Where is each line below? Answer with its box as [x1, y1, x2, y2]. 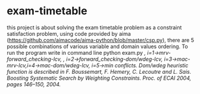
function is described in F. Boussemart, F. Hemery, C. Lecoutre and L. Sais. [7, 68, 192, 75]
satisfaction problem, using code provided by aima [7, 30, 132, 37]
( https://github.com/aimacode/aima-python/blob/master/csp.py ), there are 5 [7, 36, 195, 43]
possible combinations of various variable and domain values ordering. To [7, 43, 188, 50]
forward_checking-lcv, [7, 55, 62, 62]
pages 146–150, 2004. [7, 80, 61, 87]
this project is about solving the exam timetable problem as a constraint [7, 24, 182, 31]
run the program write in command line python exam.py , [7, 49, 146, 56]
